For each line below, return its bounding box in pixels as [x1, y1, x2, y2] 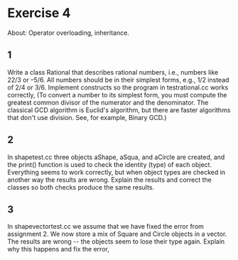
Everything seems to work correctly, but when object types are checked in [7, 168, 226, 176]
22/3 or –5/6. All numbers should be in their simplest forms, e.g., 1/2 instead [7, 75, 229, 84]
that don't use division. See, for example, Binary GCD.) [7, 113, 167, 121]
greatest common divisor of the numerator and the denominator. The [7, 98, 209, 107]
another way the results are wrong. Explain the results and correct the [7, 175, 212, 184]
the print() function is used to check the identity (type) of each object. [7, 160, 212, 168]
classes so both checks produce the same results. [7, 183, 155, 191]
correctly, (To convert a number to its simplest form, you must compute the [7, 90, 227, 99]
